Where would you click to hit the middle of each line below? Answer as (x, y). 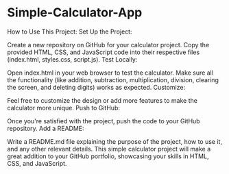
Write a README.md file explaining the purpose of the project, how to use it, (115, 141)
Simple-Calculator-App (75, 13)
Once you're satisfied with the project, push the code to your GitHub (104, 121)
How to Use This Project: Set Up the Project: (70, 32)
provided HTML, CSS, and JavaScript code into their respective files (104, 52)
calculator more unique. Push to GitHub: (63, 108)
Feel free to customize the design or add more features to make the (102, 100)
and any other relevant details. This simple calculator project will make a (109, 149)
